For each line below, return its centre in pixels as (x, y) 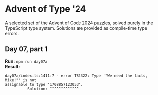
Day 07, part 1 (26, 49)
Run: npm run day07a (26, 61)
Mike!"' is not (21, 80)
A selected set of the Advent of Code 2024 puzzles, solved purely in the (79, 23)
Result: (13, 66)
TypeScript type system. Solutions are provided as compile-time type (76, 28)
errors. (12, 33)
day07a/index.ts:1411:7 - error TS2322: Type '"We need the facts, (77, 76)
